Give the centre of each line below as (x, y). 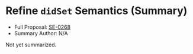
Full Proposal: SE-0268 (42, 27)
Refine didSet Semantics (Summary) (96, 11)
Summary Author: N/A (41, 33)
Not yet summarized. (31, 45)
